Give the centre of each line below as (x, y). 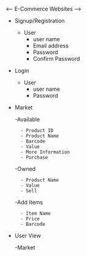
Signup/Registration (40, 21)
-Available (27, 119)
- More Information (45, 152)
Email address (51, 46)
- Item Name (36, 214)
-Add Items (29, 202)
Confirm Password (56, 59)
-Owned (25, 169)
